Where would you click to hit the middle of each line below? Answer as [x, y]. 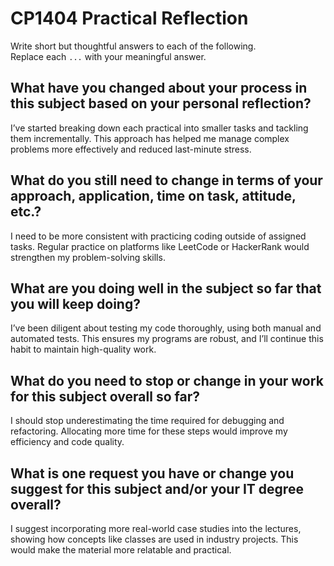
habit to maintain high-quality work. [83, 349]
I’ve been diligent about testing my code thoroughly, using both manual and [166, 328]
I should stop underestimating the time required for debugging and [147, 421]
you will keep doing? [75, 303]
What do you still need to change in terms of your [166, 180]
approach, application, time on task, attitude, [153, 196]
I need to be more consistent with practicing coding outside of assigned [158, 236]
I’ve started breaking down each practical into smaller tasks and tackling [159, 128]
